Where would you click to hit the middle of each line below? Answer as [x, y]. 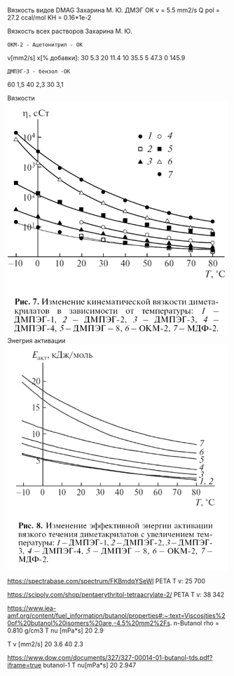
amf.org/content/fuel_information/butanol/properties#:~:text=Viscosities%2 [116, 615]
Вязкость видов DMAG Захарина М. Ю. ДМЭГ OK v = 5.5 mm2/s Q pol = [114, 10]
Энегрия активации [36, 341]
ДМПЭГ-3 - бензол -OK [39, 71]
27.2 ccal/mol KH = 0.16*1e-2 [49, 18]
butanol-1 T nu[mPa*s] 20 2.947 [90, 665]
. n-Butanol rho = [194, 623]
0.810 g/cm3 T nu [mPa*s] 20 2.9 [55, 630]
